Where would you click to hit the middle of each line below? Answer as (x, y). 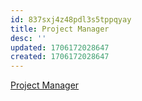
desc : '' (28, 38)
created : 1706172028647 (60, 57)
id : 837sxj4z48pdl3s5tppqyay (71, 19)
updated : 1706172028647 (60, 47)
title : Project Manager (60, 29)
